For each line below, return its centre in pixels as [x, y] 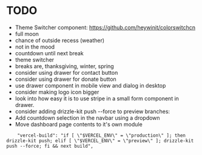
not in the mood [35, 47]
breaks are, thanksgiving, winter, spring [64, 66]
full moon [27, 33]
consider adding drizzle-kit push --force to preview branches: [93, 111]
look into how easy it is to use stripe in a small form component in [97, 98]
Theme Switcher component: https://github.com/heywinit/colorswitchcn [105, 27]
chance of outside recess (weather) [60, 40]
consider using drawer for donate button [66, 79]
